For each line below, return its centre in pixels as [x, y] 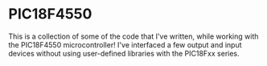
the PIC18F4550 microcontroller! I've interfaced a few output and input [125, 44]
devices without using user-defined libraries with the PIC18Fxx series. [124, 53]
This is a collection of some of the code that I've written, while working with [133, 36]
